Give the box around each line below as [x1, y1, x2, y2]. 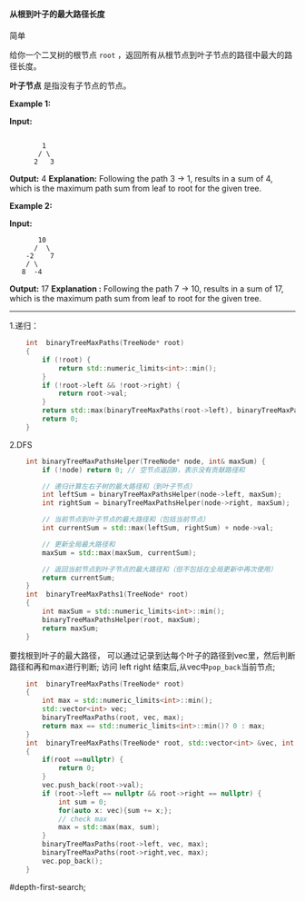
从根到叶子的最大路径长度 [9, 8, 105, 19]
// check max [57, 814, 107, 824]
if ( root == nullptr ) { [42, 755, 124, 765]
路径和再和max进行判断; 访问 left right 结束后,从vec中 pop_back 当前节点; [9, 661, 276, 672]
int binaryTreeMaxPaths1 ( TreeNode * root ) [25, 590, 189, 599]
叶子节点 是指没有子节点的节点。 [9, 80, 132, 91]
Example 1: [9, 98, 52, 109]
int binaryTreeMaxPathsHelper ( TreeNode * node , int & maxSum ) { [25, 457, 266, 466]
